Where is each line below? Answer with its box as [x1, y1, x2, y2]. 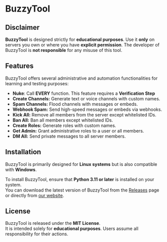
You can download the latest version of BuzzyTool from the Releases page [5, 187, 159, 193]
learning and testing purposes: [5, 80, 69, 86]
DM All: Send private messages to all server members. [12, 133, 126, 139]
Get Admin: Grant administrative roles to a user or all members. [12, 128, 144, 134]
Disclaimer [5, 23, 40, 32]
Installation [5, 148, 41, 156]
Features [5, 62, 34, 71]
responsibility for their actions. [5, 231, 68, 237]
